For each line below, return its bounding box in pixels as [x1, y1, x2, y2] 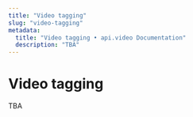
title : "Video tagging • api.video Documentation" [15, 33, 187, 42]
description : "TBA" [15, 41, 80, 49]
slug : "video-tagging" [8, 19, 83, 27]
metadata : [8, 26, 41, 34]
